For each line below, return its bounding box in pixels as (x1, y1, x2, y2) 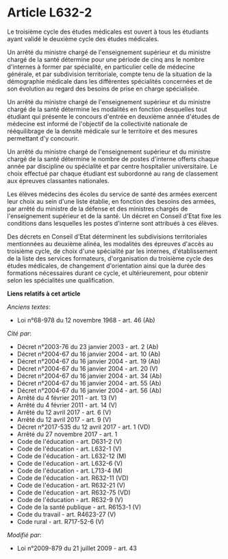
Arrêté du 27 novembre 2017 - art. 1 (16, 430, 118, 438)
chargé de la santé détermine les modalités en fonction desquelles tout (7, 105, 207, 113)
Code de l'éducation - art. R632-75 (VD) (16, 488, 131, 497)
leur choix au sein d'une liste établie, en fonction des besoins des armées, (7, 197, 216, 205)
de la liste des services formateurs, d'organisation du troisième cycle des (7, 254, 214, 262)
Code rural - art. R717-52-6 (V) (16, 517, 105, 525)
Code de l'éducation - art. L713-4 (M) (16, 466, 123, 475)
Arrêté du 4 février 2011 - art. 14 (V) (16, 401, 118, 409)
